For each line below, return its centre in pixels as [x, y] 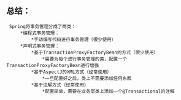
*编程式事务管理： [40, 33]
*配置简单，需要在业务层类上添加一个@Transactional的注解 [108, 91]
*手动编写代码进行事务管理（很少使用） [74, 39]
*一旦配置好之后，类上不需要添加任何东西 [87, 78]
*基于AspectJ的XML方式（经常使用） [71, 72]
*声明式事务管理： [40, 46]
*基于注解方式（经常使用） [60, 85]
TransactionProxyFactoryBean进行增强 [53, 65]
